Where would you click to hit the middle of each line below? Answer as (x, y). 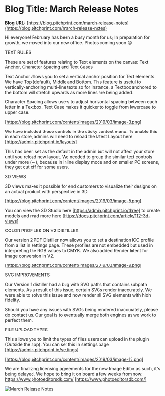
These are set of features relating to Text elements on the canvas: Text (77, 62)
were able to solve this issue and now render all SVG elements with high (78, 295)
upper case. (17, 112)
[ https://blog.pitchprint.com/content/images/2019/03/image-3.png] (73, 122)
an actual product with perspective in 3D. (47, 191)
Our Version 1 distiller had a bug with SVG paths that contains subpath (76, 284)
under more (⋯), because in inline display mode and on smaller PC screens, (82, 162)
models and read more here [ (34, 216)
